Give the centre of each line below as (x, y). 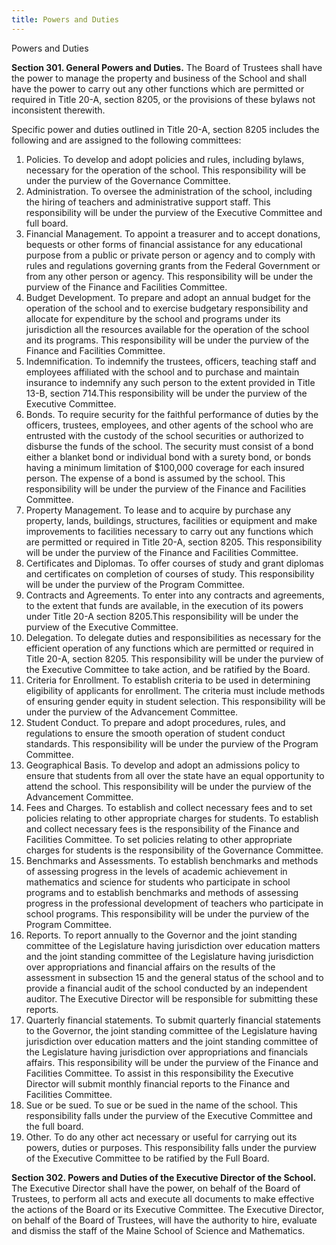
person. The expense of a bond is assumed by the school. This (155, 478)
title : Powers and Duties (65, 19)
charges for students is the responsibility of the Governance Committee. (174, 850)
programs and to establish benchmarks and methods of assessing (162, 892)
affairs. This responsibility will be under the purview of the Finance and (172, 1062)
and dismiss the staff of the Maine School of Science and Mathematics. (158, 1230)
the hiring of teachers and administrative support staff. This (148, 202)
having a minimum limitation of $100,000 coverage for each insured (165, 467)
